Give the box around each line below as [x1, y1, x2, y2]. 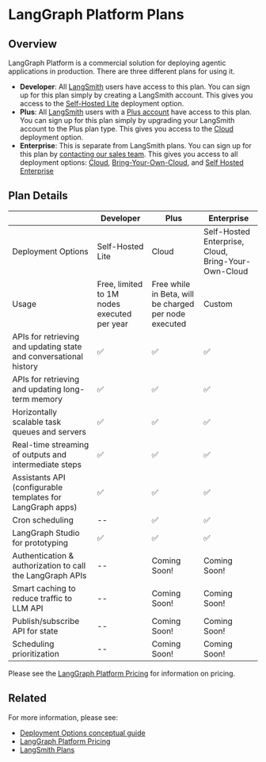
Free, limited [97, 278, 143, 289]
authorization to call [12, 560, 86, 571]
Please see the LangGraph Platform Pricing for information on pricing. [8, 668, 236, 678]
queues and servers [12, 426, 87, 437]
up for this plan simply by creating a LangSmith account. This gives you [19, 90, 253, 100]
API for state [12, 625, 59, 636]
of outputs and [12, 449, 67, 460]
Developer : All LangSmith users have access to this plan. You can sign [19, 82, 251, 91]
